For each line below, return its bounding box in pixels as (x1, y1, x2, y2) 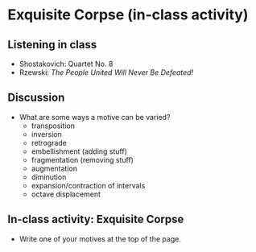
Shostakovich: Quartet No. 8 (19, 59, 114, 68)
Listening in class (7, 38, 97, 52)
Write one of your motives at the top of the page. (19, 233, 182, 243)
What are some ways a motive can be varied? (19, 112, 171, 122)
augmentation (31, 163, 78, 173)
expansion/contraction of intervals (31, 180, 146, 190)
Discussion (7, 91, 65, 105)
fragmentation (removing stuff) (31, 155, 134, 164)
